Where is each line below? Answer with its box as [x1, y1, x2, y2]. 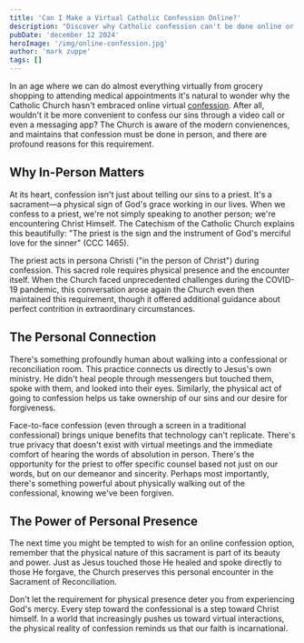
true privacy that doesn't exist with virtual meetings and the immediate [9, 438, 273, 450]
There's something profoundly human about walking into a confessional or [9, 354, 288, 365]
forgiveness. [9, 402, 56, 413]
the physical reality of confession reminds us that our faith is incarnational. [9, 623, 289, 634]
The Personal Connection [9, 329, 157, 346]
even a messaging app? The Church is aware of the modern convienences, [9, 119, 290, 130]
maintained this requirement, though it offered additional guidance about [9, 293, 280, 305]
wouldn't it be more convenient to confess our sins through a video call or [9, 110, 286, 120]
